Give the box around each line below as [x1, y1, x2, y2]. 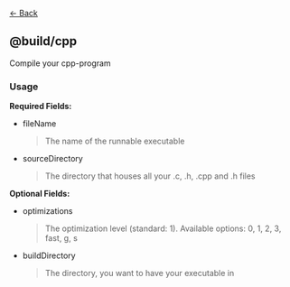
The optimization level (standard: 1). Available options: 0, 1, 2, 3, [44, 223, 282, 234]
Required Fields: [9, 101, 72, 112]
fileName [22, 118, 57, 129]
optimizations [22, 206, 74, 217]
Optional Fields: [9, 189, 70, 199]
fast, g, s [44, 233, 79, 244]
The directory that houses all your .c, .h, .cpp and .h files [44, 171, 256, 181]
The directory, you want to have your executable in [44, 268, 235, 279]
